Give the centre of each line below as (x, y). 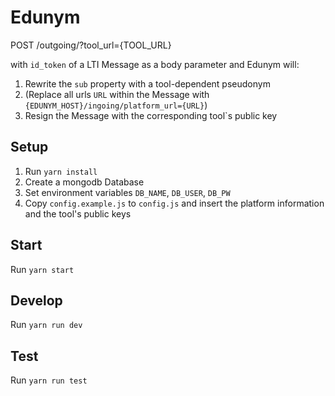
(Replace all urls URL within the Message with (117, 94)
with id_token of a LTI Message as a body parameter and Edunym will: (155, 64)
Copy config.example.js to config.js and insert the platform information (174, 203)
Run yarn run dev (46, 325)
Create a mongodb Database (84, 182)
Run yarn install (61, 171)
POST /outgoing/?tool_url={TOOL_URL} (91, 45)
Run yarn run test (49, 380)
